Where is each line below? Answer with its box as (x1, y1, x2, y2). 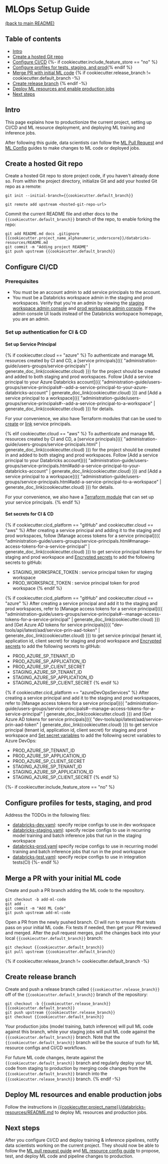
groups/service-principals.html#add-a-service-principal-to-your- (5, 463, 140, 469)
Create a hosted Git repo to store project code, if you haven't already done (5, 173, 159, 179)
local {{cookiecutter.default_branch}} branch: (5, 935, 103, 941)
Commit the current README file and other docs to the (5, 211, 118, 217)
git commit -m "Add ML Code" (5, 906, 66, 911)
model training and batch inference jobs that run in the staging (12, 832, 142, 838)
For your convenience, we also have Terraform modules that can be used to (5, 416, 162, 422)
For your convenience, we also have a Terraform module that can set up (5, 494, 154, 500)
